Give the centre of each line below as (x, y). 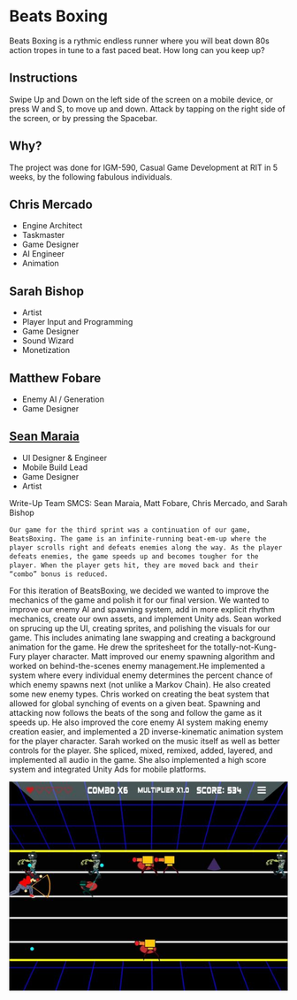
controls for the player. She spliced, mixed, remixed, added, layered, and (141, 750)
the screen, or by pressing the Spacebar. (84, 118)
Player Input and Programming (77, 322)
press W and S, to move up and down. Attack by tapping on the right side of (147, 109)
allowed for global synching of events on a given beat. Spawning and (135, 703)
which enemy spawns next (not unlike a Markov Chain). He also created (140, 684)
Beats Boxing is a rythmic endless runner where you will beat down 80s (139, 41)
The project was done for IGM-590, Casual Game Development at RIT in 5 (144, 167)
